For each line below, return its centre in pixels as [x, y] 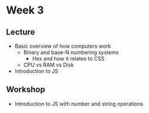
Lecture [21, 32]
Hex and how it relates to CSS [68, 59]
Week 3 [25, 10]
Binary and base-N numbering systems [71, 52]
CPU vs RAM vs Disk [49, 65]
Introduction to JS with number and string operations [79, 104]
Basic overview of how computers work [63, 46]
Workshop [26, 90]
